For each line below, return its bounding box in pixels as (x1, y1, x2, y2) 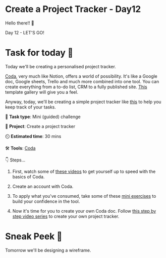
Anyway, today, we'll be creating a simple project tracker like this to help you (5, 99, 162, 105)
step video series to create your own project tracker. (12, 213, 120, 219)
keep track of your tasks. (5, 104, 56, 110)
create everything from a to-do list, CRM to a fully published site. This (5, 84, 148, 90)
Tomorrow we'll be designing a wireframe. (5, 247, 91, 253)
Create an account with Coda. (12, 183, 73, 189)
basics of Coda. (12, 173, 45, 180)
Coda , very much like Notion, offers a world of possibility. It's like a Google (5, 73, 158, 79)
